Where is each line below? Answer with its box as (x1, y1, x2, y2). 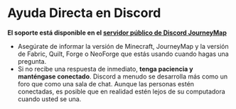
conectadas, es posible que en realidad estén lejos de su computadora (17, 87, 225, 96)
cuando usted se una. (17, 94, 82, 103)
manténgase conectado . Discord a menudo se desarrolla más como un (17, 72, 228, 81)
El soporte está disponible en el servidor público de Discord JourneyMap (7, 28, 227, 37)
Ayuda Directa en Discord (7, 5, 161, 21)
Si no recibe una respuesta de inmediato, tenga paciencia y (17, 64, 193, 73)
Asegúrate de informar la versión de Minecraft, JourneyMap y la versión (17, 42, 229, 50)
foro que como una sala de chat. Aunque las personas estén (17, 79, 194, 88)
